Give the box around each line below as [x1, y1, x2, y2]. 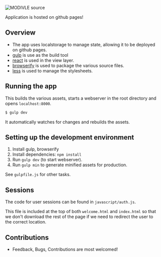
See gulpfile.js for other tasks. [5, 172, 71, 178]
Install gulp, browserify [12, 146, 59, 152]
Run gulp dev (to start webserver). [12, 157, 82, 163]
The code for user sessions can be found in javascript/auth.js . [5, 199, 136, 205]
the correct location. [5, 219, 47, 225]
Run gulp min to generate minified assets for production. [12, 162, 127, 168]
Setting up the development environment [5, 133, 134, 142]
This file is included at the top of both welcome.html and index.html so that [5, 209, 157, 215]
